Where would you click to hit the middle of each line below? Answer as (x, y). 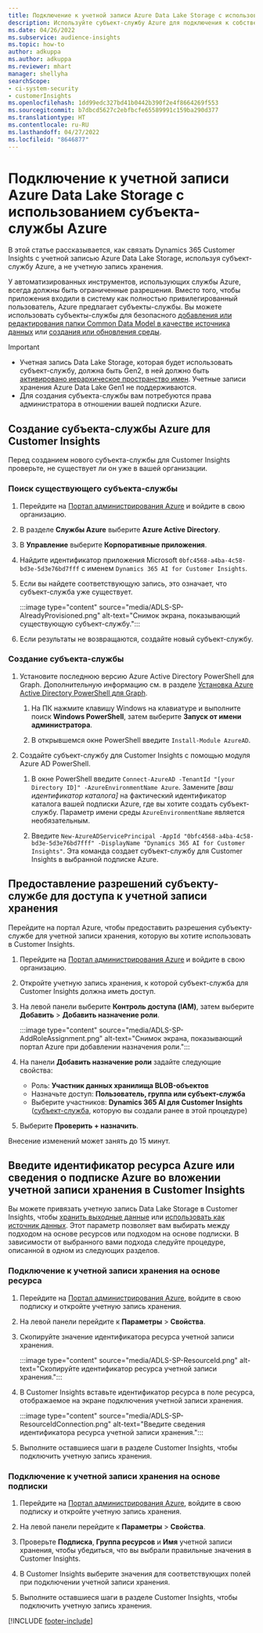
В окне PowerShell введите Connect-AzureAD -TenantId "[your (133, 779)
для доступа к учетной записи (128, 896)
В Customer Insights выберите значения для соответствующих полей (135, 1574)
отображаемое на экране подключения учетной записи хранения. (131, 1400)
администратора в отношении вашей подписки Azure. (110, 404)
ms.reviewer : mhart (40, 67)
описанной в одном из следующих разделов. (84, 1251)
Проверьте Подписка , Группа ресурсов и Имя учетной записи (126, 1542)
